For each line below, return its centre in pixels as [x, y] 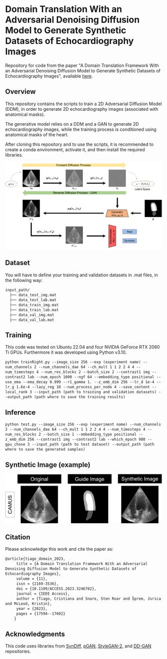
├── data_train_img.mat [34, 305]
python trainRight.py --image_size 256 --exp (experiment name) [73, 362]
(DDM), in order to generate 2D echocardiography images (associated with [82, 109]
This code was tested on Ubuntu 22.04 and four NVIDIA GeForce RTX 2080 [83, 347]
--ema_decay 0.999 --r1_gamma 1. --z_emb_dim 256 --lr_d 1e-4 [89, 382]
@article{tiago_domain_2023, [35, 559]
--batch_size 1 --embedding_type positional [90, 435]
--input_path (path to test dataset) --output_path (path [93, 444]
